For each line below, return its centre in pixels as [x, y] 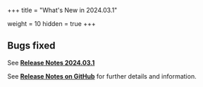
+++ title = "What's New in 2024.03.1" [62, 10]
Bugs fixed [31, 46]
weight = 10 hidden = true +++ [52, 24]
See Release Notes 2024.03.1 [51, 62]
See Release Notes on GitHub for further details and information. [102, 76]
